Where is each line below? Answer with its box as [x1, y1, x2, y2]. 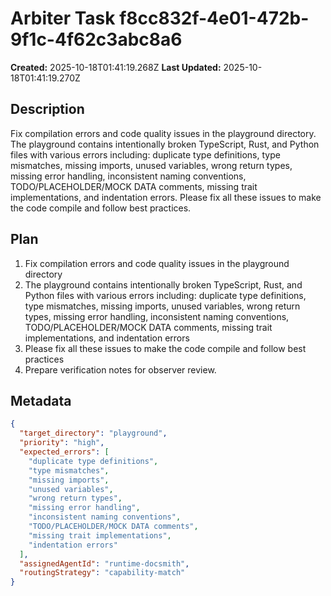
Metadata [10, 392, 72, 409]
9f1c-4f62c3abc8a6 [10, 28, 183, 51]
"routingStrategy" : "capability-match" [19, 568, 186, 578]
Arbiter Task [10, 7, 116, 30]
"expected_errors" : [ [19, 447, 110, 457]
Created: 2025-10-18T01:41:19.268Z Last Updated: [10, 61, 222, 73]
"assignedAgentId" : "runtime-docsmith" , [19, 558, 190, 569]
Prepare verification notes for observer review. [24, 363, 217, 376]
